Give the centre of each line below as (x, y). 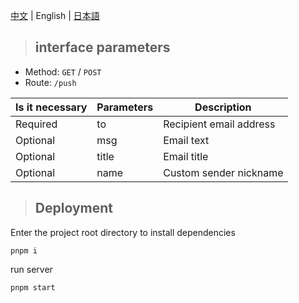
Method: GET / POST (63, 71)
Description (223, 107)
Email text (186, 140)
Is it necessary (51, 107)
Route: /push (50, 82)
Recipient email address (219, 124)
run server (31, 269)
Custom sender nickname (223, 172)
